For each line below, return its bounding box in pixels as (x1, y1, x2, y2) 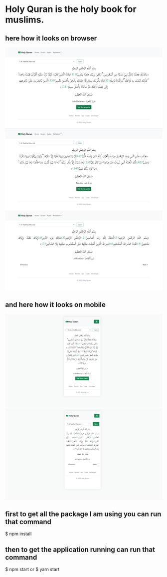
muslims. (5, 14, 44, 25)
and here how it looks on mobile (5, 300, 106, 309)
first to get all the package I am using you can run (5, 510, 162, 518)
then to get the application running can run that (5, 545, 156, 554)
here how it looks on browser (5, 34, 97, 42)
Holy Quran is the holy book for (5, 3, 137, 15)
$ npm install (5, 531, 32, 537)
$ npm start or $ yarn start (5, 567, 60, 573)
